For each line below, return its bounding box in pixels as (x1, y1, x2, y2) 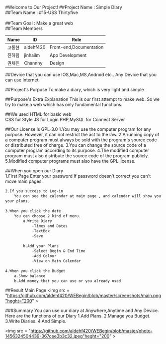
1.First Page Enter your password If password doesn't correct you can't (5, 173, 151, 179)
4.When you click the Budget (5, 268, 66, 274)
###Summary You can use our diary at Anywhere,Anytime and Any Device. (5, 307, 159, 314)
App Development (49, 52, 87, 58)
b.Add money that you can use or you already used (14, 278, 121, 284)
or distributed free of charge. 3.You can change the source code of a (5, 142, 147, 148)
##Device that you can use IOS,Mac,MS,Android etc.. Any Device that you (5, 71, 157, 77)
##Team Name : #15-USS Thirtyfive (5, 9, 78, 15)
